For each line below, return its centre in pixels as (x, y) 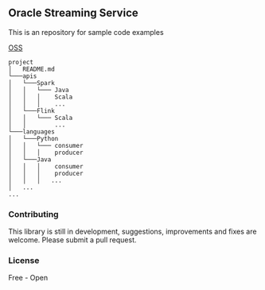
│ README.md (32, 69)
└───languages (32, 131)
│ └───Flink (32, 110)
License (24, 261)
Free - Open (28, 278)
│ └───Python (33, 138)
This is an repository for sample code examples (86, 32)
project (21, 62)
